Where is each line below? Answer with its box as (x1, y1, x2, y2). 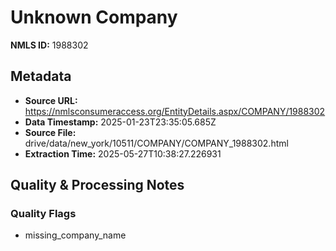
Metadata (10, 68, 72, 85)
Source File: (24, 126, 77, 138)
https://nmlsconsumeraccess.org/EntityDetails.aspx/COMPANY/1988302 (24, 105, 326, 117)
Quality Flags (10, 207, 77, 221)
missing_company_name (24, 229, 127, 241)
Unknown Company (10, 6, 178, 29)
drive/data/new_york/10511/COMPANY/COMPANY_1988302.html (24, 137, 289, 149)
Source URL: (24, 94, 78, 106)
